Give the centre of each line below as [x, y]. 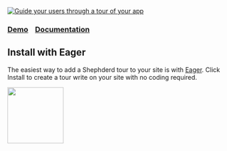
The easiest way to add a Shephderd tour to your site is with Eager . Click [114, 69]
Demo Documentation [49, 29]
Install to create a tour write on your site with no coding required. [102, 77]
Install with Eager [47, 52]
